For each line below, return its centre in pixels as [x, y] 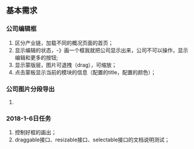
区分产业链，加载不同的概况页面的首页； [64, 42]
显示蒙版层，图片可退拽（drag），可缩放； [66, 65]
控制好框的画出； [35, 133]
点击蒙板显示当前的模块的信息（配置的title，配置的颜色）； [85, 72]
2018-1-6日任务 [29, 118]
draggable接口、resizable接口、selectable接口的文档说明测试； [92, 140]
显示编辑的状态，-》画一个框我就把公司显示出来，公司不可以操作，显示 [101, 50]
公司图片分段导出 [30, 89]
